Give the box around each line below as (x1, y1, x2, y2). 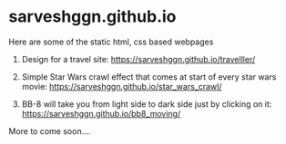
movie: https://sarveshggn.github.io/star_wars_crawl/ (21, 81, 222, 91)
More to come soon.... (8, 125, 92, 137)
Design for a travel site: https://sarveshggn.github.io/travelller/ (21, 53, 256, 64)
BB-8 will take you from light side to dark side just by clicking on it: (21, 98, 272, 110)
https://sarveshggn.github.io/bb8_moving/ (21, 108, 181, 119)
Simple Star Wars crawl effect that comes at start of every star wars (21, 71, 277, 82)
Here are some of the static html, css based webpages (8, 36, 214, 47)
